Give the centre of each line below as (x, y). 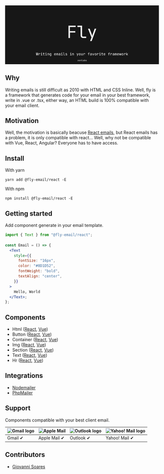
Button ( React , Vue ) (32, 334)
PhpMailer (22, 393)
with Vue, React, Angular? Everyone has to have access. (62, 143)
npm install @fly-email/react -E (39, 199)
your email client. (22, 105)
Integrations (24, 376)
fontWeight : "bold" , (39, 271)
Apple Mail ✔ (51, 438)
